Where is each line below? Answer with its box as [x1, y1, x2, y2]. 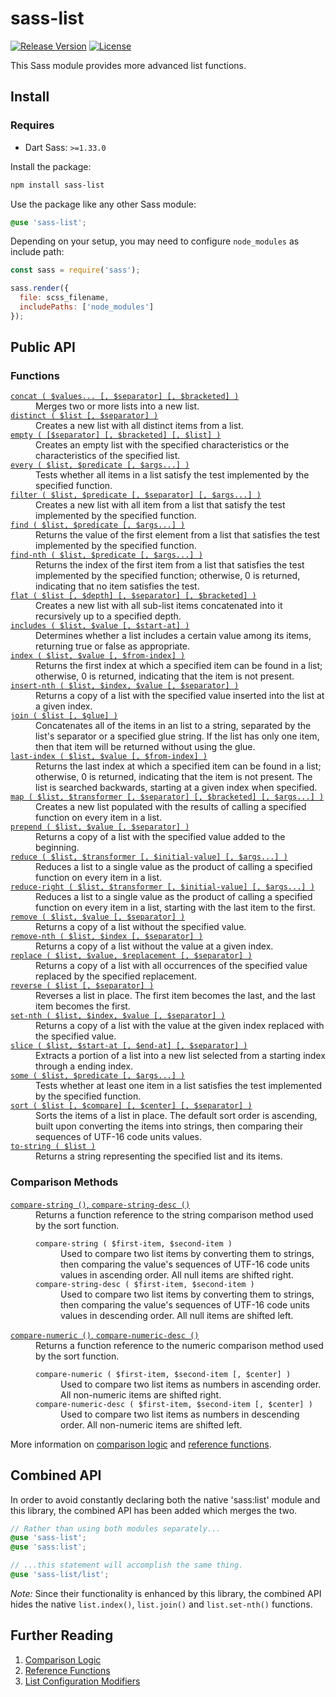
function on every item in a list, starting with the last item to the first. [35, 902, 316, 914]
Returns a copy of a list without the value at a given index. [35, 940, 274, 952]
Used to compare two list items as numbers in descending [60, 1408, 300, 1420]
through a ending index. [35, 1060, 134, 1072]
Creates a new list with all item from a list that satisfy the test [35, 499, 286, 511]
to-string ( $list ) [10, 1142, 97, 1152]
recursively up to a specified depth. [35, 610, 182, 622]
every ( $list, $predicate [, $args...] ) [10, 460, 190, 471]
